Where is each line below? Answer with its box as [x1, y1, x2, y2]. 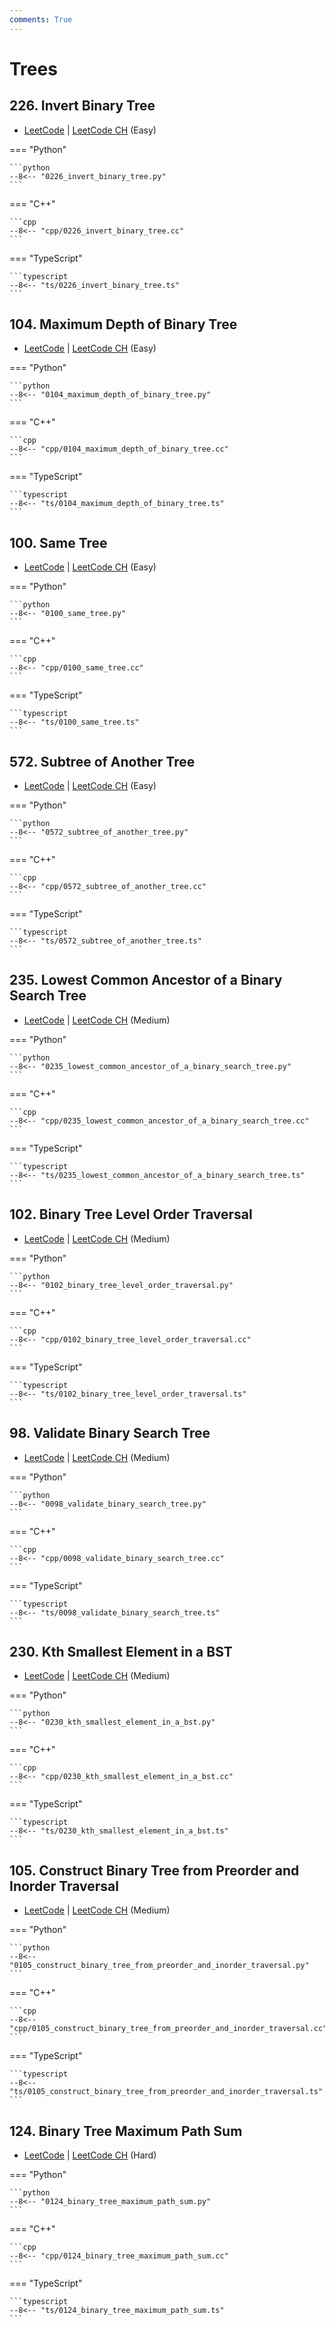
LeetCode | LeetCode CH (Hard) [23, 2149, 157, 2161]
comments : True [9, 14, 73, 25]
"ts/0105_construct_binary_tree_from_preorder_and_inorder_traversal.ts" [9, 2087, 324, 2097]
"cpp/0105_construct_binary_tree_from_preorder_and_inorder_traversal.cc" [9, 2024, 328, 2034]
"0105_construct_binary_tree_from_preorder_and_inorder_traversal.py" [9, 1961, 310, 1971]
